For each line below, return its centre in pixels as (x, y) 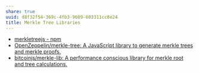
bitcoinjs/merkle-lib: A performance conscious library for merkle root (99, 58)
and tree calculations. (41, 64)
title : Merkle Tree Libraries (43, 22)
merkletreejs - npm (38, 39)
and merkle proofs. (38, 52)
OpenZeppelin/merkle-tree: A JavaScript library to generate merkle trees (103, 45)
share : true (20, 11)
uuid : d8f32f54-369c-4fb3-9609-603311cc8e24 (62, 17)
